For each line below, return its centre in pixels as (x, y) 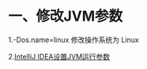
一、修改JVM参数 (66, 16)
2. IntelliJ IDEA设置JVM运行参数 (59, 56)
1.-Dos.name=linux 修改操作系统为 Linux (74, 40)
